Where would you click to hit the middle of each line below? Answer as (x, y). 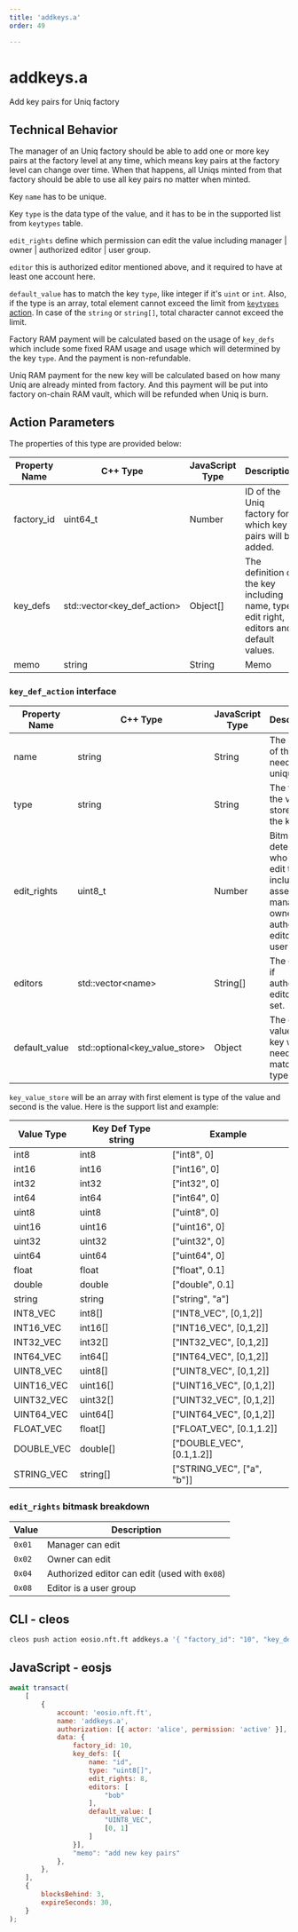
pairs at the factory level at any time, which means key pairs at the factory (145, 161)
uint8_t (92, 891)
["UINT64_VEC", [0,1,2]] (223, 1414)
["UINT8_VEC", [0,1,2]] (221, 1371)
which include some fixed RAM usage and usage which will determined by (145, 349)
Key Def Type (122, 1128)
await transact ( (39, 1688)
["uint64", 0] (198, 1255)
